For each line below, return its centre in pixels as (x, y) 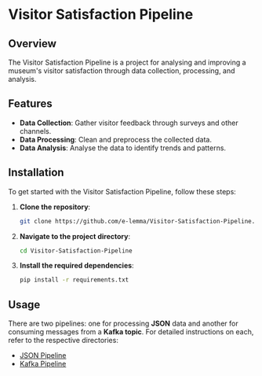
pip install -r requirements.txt (74, 280)
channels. (35, 131)
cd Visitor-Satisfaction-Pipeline (76, 251)
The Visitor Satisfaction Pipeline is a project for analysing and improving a (127, 62)
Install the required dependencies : (77, 266)
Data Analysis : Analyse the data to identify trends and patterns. (122, 148)
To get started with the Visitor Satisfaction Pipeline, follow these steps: (122, 191)
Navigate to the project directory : (75, 236)
